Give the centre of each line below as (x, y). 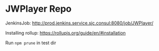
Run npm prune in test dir (31, 43)
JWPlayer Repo (38, 9)
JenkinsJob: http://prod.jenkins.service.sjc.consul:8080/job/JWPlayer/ (79, 23)
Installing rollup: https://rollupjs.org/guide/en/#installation (65, 33)
